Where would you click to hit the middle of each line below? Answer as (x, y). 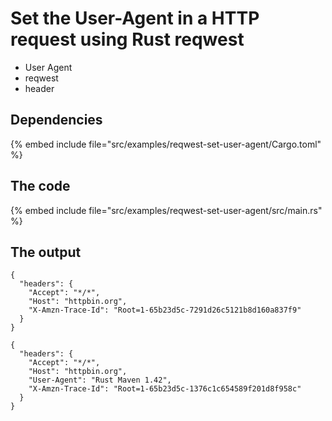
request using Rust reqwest (127, 39)
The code (40, 186)
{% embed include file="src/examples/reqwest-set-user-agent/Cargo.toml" (166, 144)
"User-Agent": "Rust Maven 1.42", (100, 380)
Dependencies (56, 120)
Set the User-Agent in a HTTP (135, 18)
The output (46, 252)
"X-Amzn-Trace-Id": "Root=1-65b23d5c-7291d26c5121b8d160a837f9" (165, 310)
